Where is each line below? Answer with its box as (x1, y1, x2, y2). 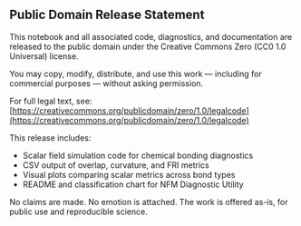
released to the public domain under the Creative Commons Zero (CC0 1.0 (9, 41, 286, 52)
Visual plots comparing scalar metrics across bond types (22, 169, 236, 180)
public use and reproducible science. (9, 206, 148, 217)
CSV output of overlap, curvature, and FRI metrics (22, 159, 210, 171)
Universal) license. (9, 50, 79, 62)
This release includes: (9, 132, 92, 143)
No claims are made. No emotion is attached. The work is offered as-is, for (9, 196, 288, 207)
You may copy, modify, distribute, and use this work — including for (9, 68, 263, 79)
